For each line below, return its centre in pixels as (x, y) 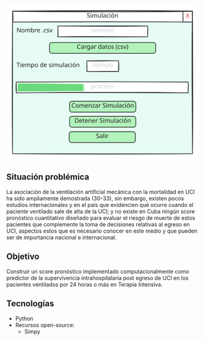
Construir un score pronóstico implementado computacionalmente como (98, 271)
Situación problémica (48, 177)
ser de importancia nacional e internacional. (62, 237)
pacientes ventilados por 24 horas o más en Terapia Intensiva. (85, 284)
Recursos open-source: (45, 325)
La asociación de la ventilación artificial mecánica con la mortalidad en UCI (101, 192)
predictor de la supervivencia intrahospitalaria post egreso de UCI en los (97, 278)
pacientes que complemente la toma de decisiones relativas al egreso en (98, 224)
